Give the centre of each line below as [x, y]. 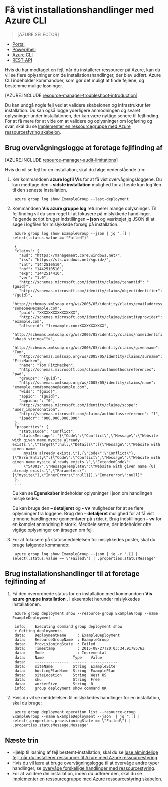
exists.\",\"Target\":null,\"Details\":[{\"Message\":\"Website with [86, 444]
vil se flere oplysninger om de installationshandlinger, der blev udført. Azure [83, 75]
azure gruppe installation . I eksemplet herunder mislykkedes [76, 599]
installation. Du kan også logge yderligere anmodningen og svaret [73, 110]
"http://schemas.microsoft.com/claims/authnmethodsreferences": [87, 370]
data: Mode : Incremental [61, 653]
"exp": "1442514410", [42, 273]
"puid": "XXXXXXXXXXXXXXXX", [49, 313]
